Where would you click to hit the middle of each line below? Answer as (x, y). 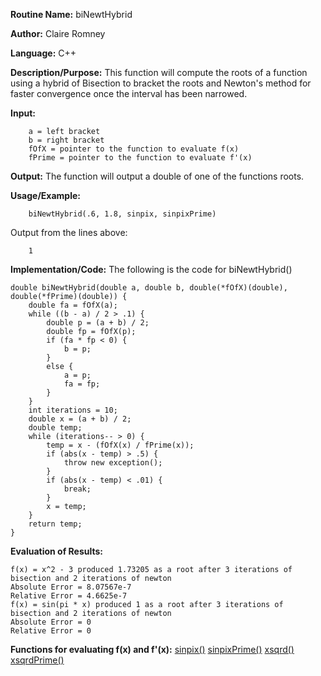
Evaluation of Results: (56, 551)
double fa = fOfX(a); (73, 305)
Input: (23, 113)
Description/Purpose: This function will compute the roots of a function (159, 72)
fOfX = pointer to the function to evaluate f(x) (134, 149)
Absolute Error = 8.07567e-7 (71, 587)
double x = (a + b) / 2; (80, 419)
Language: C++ (43, 53)
